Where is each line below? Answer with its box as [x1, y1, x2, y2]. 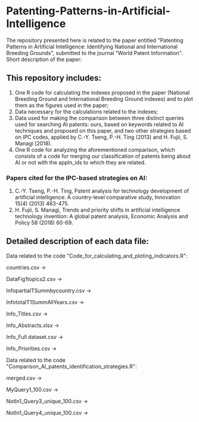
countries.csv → [6, 264, 46, 271]
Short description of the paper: [6, 56, 82, 63]
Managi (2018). [14, 139, 52, 147]
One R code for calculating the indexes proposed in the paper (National [14, 88, 190, 96]
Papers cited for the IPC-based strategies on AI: [6, 173, 148, 182]
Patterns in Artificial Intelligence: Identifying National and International [6, 43, 178, 50]
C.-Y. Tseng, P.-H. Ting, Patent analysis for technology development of [14, 187, 189, 195]
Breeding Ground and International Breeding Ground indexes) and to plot [14, 95, 194, 102]
